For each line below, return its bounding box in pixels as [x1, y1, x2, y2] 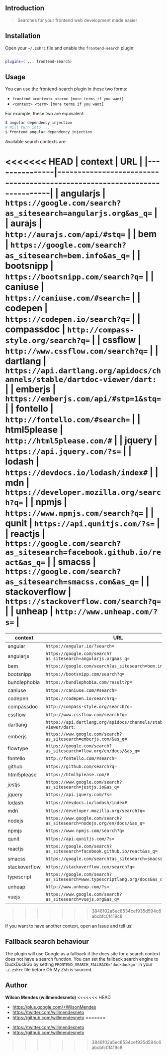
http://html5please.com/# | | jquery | [5, 435, 158, 446]
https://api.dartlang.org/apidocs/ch [5, 366, 162, 376]
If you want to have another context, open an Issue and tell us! [5, 923, 133, 929]
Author [5, 981, 27, 990]
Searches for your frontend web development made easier [17, 17, 138, 23]
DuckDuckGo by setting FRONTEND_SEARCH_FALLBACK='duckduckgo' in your [5, 961, 153, 967]
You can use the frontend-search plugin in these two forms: [5, 86, 128, 92]
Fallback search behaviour [5, 937, 89, 946]
